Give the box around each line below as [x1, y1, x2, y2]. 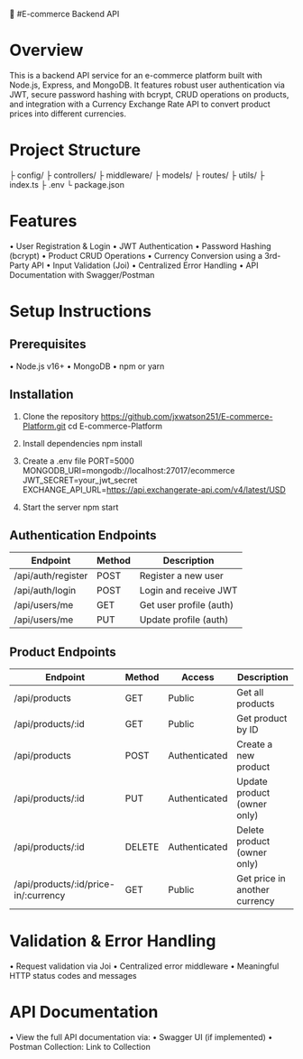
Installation [9, 387, 74, 402]
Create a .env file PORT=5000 [22, 456, 134, 466]
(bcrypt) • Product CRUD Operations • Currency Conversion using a [9, 250, 263, 261]
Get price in [236, 872, 286, 885]
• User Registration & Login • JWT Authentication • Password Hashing [9, 240, 272, 252]
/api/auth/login [14, 585, 77, 597]
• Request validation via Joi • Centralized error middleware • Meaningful [9, 961, 280, 972]
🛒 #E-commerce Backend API [9, 9, 120, 19]
